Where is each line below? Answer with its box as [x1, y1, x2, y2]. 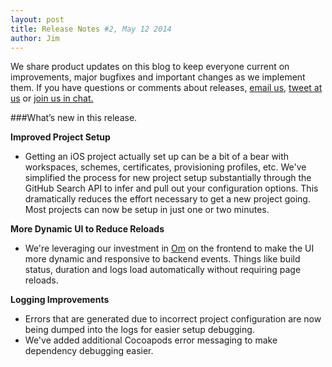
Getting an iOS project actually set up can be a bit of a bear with [24, 151, 290, 163]
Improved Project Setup [10, 131, 111, 143]
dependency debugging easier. [24, 345, 154, 357]
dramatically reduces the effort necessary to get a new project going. [24, 193, 311, 205]
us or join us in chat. [10, 92, 94, 105]
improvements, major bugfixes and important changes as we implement [10, 71, 306, 83]
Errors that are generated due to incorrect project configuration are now [24, 313, 322, 325]
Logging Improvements [10, 294, 110, 306]
